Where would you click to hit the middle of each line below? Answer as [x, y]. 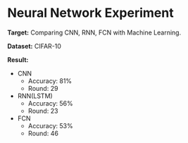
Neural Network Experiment [90, 13]
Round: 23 [43, 111]
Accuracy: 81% [50, 81]
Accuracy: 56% [50, 103]
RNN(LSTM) [35, 96]
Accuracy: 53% [50, 125]
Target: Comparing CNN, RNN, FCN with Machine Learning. [94, 32]
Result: [18, 60]
